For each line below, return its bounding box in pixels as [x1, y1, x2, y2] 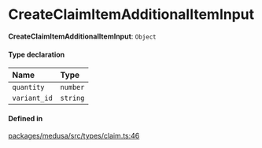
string [60, 94, 85, 103]
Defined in [8, 113, 43, 123]
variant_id [12, 94, 53, 103]
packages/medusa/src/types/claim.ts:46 [8, 131, 140, 141]
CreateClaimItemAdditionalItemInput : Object [8, 31, 157, 41]
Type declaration [8, 50, 65, 59]
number [60, 83, 85, 92]
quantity [12, 83, 45, 92]
